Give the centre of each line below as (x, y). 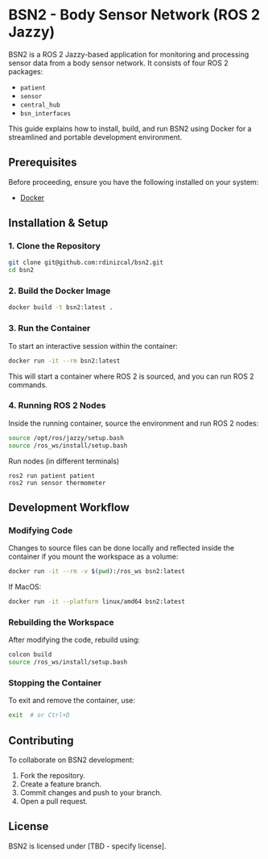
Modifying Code (41, 530)
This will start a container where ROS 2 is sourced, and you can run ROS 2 (132, 376)
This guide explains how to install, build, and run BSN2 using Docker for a (130, 128)
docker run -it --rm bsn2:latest (64, 361)
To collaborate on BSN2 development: (71, 760)
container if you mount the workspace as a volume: (93, 557)
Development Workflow (69, 507)
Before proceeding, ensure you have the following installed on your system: (134, 182)
